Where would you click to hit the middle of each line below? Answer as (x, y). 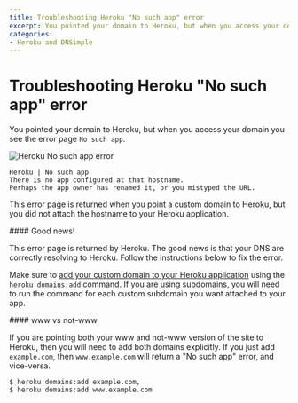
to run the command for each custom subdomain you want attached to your (147, 294)
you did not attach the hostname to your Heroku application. (119, 214)
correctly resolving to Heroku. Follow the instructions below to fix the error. (146, 257)
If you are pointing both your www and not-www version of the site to (137, 337)
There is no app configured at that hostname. (97, 180)
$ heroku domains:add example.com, (75, 383)
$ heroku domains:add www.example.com (81, 390)
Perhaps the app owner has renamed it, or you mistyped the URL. (132, 188)
